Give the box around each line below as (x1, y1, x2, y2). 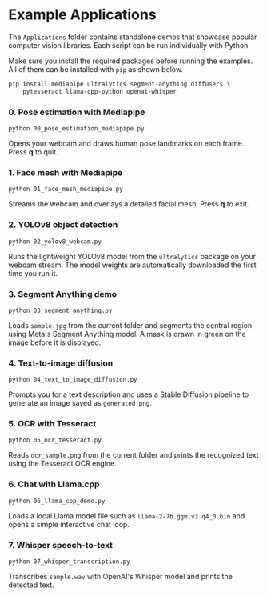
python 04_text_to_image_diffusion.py (8, 376, 137, 384)
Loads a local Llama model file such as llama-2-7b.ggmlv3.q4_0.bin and (8, 510, 245, 521)
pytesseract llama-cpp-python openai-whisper (22, 87, 177, 95)
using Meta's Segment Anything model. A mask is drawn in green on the (8, 329, 246, 338)
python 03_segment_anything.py (8, 306, 113, 314)
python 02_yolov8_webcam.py (8, 238, 102, 246)
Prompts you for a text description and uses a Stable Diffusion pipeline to (8, 390, 249, 399)
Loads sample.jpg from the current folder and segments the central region (8, 320, 253, 330)
